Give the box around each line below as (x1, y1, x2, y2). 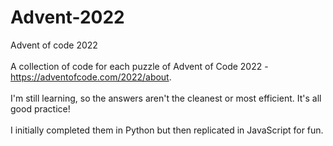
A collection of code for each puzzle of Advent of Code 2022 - (10, 60, 269, 72)
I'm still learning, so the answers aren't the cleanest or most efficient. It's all (10, 92, 322, 104)
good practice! (10, 102, 71, 115)
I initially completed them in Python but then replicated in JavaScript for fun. (10, 124, 324, 136)
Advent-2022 (10, 6, 125, 29)
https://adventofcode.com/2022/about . (10, 71, 172, 83)
